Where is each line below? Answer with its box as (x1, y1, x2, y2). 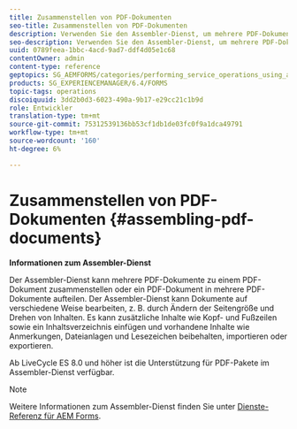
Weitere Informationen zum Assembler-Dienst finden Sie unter (9, 401, 236, 411)
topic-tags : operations (9, 87, 97, 96)
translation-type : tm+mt (9, 111, 101, 120)
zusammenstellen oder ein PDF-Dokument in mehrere (48, 284, 245, 295)
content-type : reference (9, 63, 101, 72)
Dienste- (237, 401, 270, 411)
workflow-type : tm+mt (9, 128, 89, 137)
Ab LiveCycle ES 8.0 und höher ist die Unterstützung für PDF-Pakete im (9, 357, 270, 368)
